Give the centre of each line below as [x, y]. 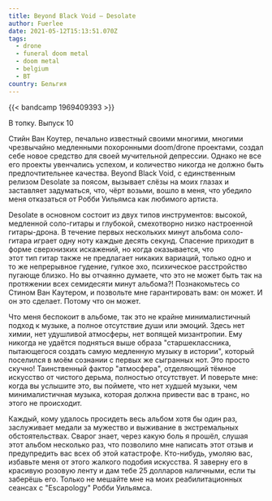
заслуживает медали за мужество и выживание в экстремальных [124, 427]
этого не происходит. [45, 403]
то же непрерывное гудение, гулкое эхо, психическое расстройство [128, 266]
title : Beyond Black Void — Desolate [72, 16]
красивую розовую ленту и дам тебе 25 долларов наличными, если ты [132, 470]
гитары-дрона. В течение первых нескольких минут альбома [115, 231]
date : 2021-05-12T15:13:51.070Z [63, 31]
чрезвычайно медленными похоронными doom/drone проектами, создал [136, 147]
